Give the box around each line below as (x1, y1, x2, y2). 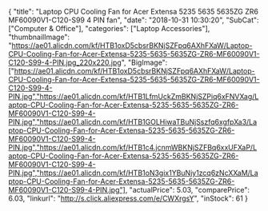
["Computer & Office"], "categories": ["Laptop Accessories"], (8, 24, 210, 33)
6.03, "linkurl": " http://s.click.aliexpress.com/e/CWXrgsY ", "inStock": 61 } (8, 193, 248, 203)
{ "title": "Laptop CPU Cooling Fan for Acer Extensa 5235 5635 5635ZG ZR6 (8, 7, 258, 16)
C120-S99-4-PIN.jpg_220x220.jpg (8, 58, 122, 67)
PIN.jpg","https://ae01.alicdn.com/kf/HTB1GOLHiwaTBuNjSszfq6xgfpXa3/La (8, 117, 258, 126)
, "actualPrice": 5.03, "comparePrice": (125, 185, 250, 194)
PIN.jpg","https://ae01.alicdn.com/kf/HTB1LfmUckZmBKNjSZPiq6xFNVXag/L (8, 92, 259, 101)
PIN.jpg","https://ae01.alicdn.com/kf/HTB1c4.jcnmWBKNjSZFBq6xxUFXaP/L (8, 143, 258, 152)
